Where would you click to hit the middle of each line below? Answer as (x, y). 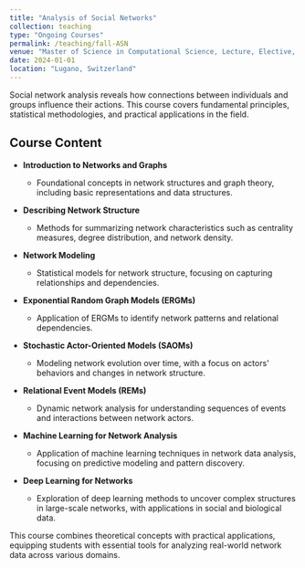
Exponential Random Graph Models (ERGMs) (109, 300)
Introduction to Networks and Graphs (95, 164)
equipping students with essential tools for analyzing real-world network (146, 545)
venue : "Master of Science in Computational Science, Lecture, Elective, (153, 52)
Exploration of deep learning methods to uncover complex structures (166, 498)
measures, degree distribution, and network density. (135, 237)
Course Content (56, 143)
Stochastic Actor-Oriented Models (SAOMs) (108, 345)
